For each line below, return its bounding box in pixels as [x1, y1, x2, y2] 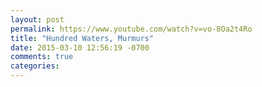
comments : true [10, 52, 74, 62]
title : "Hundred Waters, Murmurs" [10, 33, 155, 43]
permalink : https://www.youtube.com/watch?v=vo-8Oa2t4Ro [10, 24, 253, 34]
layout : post [10, 14, 65, 25]
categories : [10, 61, 60, 71]
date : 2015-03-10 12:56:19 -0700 [10, 42, 150, 53]
